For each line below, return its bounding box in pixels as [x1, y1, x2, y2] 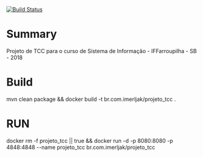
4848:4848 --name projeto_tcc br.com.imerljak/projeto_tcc [6, 144, 155, 151]
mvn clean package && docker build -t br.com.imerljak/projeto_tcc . [6, 95, 176, 103]
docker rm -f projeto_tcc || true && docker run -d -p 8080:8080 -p [6, 137, 173, 144]
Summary [6, 27, 57, 41]
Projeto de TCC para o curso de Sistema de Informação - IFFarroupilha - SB [6, 47, 197, 54]
